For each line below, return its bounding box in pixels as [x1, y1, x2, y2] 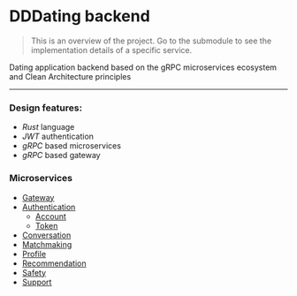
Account [34, 210, 66, 222]
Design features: [9, 102, 82, 114]
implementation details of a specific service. [30, 44, 193, 55]
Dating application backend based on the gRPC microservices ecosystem [9, 62, 277, 72]
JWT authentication [21, 131, 95, 142]
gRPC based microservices [21, 140, 122, 151]
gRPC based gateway [21, 150, 101, 161]
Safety [21, 267, 47, 277]
